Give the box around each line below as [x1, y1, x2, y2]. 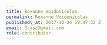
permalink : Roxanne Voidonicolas [6, 14, 88, 20]
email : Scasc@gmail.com [6, 25, 65, 31]
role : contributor [6, 30, 51, 36]
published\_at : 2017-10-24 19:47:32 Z [6, 19, 101, 25]
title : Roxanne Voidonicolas [6, 8, 78, 15]
